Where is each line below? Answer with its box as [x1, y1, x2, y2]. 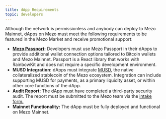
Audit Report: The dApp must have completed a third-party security [12, 88, 153, 94]
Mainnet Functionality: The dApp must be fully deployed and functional [12, 104, 161, 110]
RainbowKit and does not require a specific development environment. [12, 61, 157, 67]
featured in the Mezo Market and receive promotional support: [5, 36, 133, 42]
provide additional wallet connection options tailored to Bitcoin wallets [12, 51, 156, 57]
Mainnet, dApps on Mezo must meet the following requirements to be [5, 31, 147, 37]
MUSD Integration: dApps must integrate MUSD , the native [12, 66, 134, 72]
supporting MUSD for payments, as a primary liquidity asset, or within [12, 77, 156, 83]
